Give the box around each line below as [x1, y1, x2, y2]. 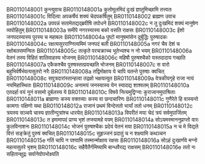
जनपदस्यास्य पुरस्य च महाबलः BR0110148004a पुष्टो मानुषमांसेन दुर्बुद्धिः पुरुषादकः [6, 34, 168, 40]
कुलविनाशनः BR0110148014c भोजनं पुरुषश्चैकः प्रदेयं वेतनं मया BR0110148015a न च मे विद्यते [6, 123, 199, 130]
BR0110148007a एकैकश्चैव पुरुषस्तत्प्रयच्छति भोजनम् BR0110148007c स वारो [6, 61, 170, 68]
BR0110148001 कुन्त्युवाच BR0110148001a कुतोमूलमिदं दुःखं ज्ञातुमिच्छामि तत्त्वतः [6, 6, 172, 13]
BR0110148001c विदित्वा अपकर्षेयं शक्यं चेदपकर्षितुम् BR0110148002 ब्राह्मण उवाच [6, 13, 176, 20]
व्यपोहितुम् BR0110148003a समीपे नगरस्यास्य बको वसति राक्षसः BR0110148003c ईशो [6, 26, 185, 34]
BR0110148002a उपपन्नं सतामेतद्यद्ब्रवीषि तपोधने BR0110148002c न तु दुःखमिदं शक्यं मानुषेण [6, 20, 198, 27]
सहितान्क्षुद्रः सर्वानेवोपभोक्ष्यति [6, 151, 60, 157]
